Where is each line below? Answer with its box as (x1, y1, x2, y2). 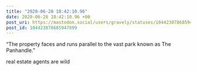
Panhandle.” (6, 47, 36, 54)
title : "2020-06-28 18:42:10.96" (6, 8, 88, 15)
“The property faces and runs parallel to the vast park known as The (6, 41, 171, 48)
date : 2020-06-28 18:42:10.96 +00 (6, 14, 91, 20)
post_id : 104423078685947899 (6, 24, 77, 31)
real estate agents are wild (6, 58, 70, 65)
